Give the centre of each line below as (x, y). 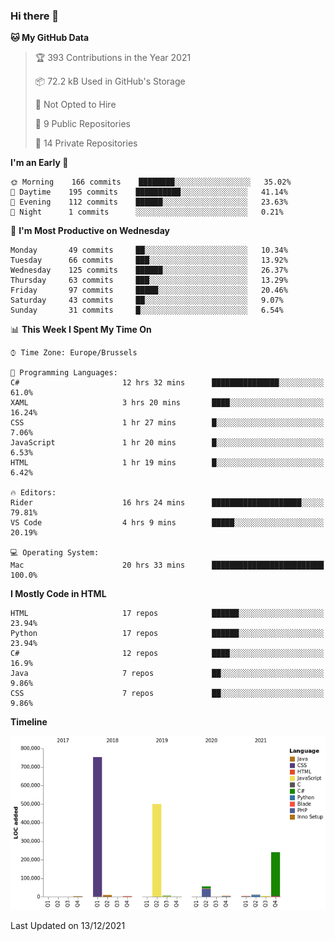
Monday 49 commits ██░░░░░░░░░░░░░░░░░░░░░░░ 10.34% (149, 250)
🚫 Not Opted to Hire (75, 105)
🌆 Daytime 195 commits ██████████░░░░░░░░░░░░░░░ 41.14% (149, 192)
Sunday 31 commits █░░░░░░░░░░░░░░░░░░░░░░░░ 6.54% (147, 310)
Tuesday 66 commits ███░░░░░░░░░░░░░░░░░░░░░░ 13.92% (149, 260)
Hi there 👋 (35, 16)
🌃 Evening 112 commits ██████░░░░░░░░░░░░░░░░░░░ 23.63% (149, 202)
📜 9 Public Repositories (82, 124)
